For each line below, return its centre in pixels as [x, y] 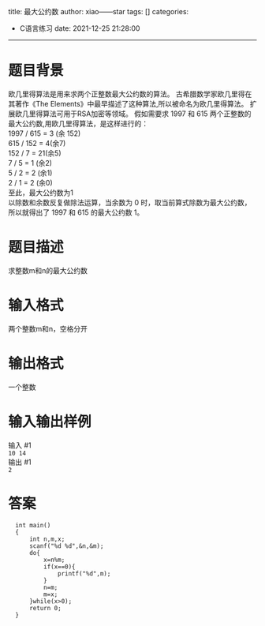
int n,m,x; [47, 539]
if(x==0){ [60, 567]
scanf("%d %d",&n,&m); [66, 546]
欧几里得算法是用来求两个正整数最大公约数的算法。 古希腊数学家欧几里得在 [130, 94]
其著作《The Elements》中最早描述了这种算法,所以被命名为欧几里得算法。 [128, 103]
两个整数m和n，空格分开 [48, 328]
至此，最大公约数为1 [41, 193]
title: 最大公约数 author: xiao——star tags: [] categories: [99, 11]
